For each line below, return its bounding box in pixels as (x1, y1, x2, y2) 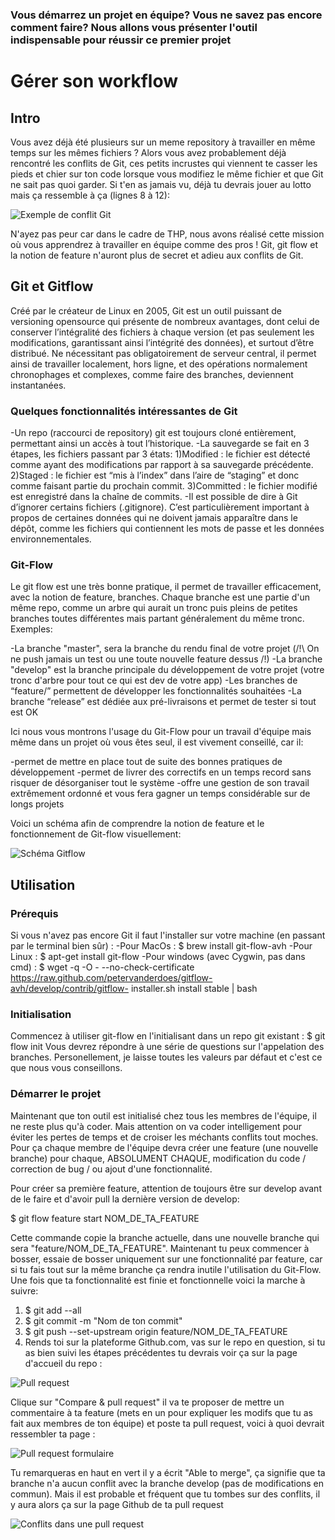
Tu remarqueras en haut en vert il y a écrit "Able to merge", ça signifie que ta (10, 1466, 326, 1478)
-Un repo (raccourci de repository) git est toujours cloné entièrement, (10, 427, 297, 439)
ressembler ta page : (10, 1428, 96, 1440)
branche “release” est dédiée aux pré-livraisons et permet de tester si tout (10, 696, 317, 708)
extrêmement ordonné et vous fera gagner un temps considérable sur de (10, 788, 311, 800)
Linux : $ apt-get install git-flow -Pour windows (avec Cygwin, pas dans (10, 951, 306, 963)
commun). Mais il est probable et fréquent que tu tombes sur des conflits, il (10, 1488, 321, 1500)
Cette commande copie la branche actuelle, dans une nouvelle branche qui (10, 1231, 320, 1243)
